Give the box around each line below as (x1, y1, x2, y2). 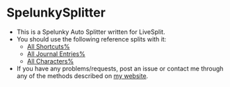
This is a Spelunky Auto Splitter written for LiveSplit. (16, 28, 165, 36)
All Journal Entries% (26, 50, 85, 58)
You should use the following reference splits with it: (16, 35, 167, 43)
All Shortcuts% (26, 42, 70, 50)
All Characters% (26, 57, 74, 65)
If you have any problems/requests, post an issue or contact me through (16, 64, 224, 72)
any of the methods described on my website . (16, 71, 149, 80)
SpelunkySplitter (6, 5, 106, 21)
